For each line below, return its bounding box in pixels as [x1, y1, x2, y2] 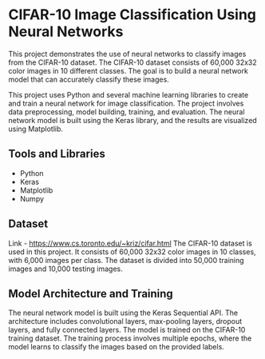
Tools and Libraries [8, 147, 105, 161]
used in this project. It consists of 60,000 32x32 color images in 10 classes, [8, 246, 257, 257]
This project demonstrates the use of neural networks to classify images [8, 49, 247, 58]
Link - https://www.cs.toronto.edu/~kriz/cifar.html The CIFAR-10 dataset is [8, 238, 253, 248]
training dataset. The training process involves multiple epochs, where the [8, 333, 252, 343]
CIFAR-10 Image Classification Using [8, 6, 257, 24]
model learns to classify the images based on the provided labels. [8, 342, 225, 352]
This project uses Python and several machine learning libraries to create [8, 90, 249, 99]
